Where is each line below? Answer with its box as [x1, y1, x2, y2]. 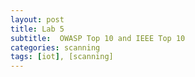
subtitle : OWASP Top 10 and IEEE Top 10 [10, 33, 186, 43]
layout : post [10, 14, 65, 25]
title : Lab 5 [10, 24, 65, 34]
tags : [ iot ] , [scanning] [10, 52, 114, 62]
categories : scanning [10, 42, 101, 53]
